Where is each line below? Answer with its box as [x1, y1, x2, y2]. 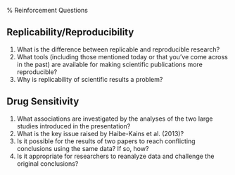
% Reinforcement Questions [6, 6, 89, 14]
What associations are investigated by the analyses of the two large [16, 114, 213, 123]
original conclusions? [16, 159, 79, 168]
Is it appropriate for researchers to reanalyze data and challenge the [16, 152, 215, 160]
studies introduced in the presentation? [16, 121, 131, 130]
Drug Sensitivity [6, 95, 80, 108]
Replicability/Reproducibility [6, 26, 134, 38]
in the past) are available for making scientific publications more [16, 60, 203, 68]
